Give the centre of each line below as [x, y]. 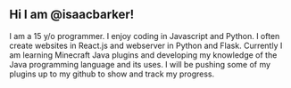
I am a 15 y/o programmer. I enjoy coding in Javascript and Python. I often [145, 36]
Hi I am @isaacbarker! [72, 15]
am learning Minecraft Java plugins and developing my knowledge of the [143, 55]
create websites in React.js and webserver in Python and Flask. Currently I [146, 45]
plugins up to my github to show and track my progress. [112, 74]
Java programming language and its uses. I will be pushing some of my [140, 64]
